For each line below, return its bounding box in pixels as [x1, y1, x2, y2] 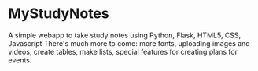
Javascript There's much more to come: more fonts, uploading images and [8, 38, 250, 48]
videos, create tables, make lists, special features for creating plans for [8, 47, 238, 56]
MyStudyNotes [8, 5, 109, 23]
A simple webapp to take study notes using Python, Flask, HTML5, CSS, [8, 30, 241, 40]
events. [8, 55, 32, 65]
